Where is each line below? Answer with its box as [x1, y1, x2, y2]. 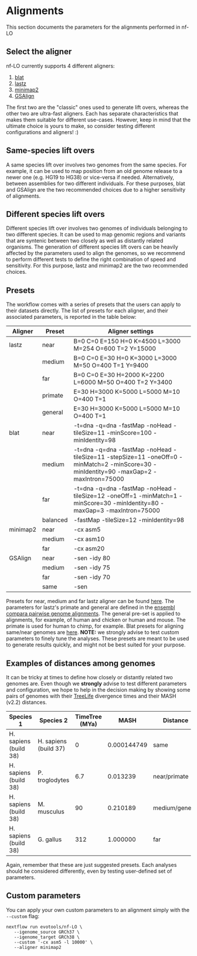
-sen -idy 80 [73, 554, 110, 562]
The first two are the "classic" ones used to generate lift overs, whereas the [6, 104, 189, 111]
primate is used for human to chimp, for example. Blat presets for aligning [6, 622, 184, 630]
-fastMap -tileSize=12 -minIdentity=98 [73, 516, 185, 524]
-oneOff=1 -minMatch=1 [106, 492, 178, 500]
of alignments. [6, 192, 41, 199]
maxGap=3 [73, 506, 104, 515]
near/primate [153, 773, 189, 780]
